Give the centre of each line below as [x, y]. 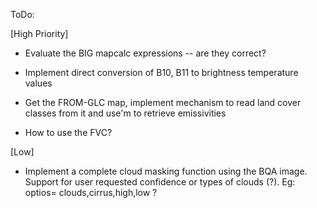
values [38, 83]
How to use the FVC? [68, 132]
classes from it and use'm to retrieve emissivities [125, 113]
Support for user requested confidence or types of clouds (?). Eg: [160, 182]
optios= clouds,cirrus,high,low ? [91, 192]
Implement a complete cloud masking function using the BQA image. [166, 171]
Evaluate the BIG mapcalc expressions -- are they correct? [145, 53]
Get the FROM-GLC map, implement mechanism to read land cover [163, 102]
